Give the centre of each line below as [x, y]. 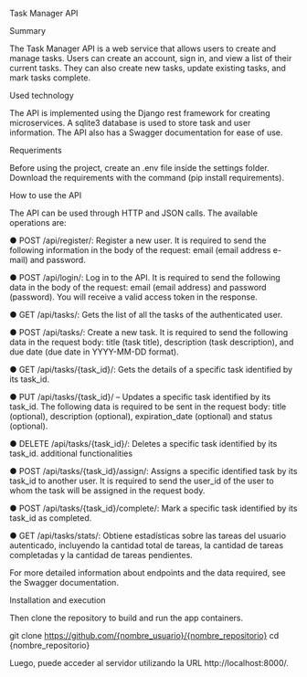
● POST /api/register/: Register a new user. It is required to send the [138, 240]
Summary [28, 31]
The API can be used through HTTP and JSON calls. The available [134, 213]
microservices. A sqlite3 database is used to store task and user [130, 123]
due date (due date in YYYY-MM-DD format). [95, 352]
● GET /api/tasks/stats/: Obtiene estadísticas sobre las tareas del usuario [148, 535]
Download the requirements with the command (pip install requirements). [147, 178]
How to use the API [46, 195]
